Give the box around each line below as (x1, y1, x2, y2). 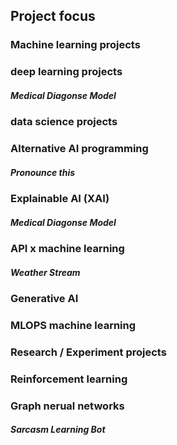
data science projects (10, 115, 118, 129)
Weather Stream (10, 266, 81, 278)
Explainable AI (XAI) (10, 192, 110, 206)
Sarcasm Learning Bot (10, 424, 106, 436)
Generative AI (10, 292, 79, 306)
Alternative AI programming (10, 142, 149, 156)
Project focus (10, 8, 96, 25)
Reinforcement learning (10, 372, 128, 386)
